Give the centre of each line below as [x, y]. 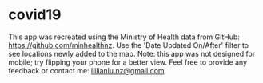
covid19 [35, 15]
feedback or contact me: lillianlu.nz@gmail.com [87, 70]
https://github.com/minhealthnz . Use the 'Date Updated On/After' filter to [129, 45]
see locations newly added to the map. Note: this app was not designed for [132, 53]
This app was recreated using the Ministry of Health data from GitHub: [124, 37]
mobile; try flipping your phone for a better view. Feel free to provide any [128, 62]
